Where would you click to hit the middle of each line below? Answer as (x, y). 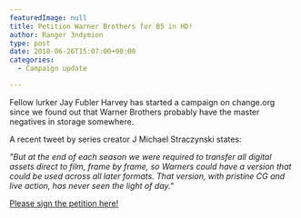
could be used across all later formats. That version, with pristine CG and (147, 176)
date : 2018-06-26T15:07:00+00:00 (73, 52)
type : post (30, 43)
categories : (32, 60)
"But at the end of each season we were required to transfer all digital (140, 156)
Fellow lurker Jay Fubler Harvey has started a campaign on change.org (142, 102)
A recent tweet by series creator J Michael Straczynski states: (126, 139)
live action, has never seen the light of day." (92, 185)
